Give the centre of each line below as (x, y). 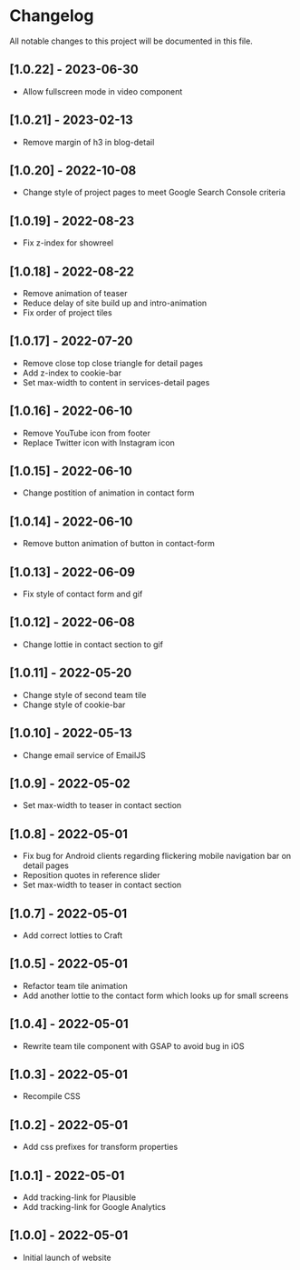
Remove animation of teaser (75, 293)
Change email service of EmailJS (84, 755)
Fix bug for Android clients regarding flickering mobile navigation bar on (157, 856)
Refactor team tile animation (75, 985)
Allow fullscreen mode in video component (102, 91)
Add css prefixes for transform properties (100, 1147)
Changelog (52, 16)
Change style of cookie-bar (74, 705)
